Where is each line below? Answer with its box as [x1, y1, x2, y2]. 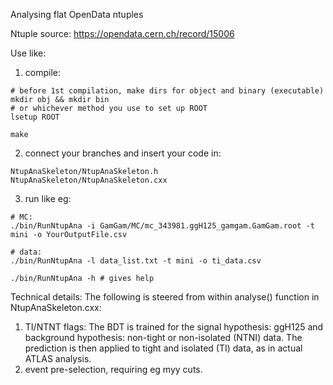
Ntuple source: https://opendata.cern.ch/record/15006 [10, 28, 235, 39]
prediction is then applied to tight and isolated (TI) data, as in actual [24, 342, 303, 354]
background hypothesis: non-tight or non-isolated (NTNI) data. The [24, 332, 303, 343]
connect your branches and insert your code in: [24, 147, 222, 159]
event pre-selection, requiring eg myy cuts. [24, 364, 203, 375]
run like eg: [24, 193, 72, 204]
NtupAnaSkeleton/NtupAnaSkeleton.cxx [10, 175, 168, 185]
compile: [24, 67, 62, 78]
